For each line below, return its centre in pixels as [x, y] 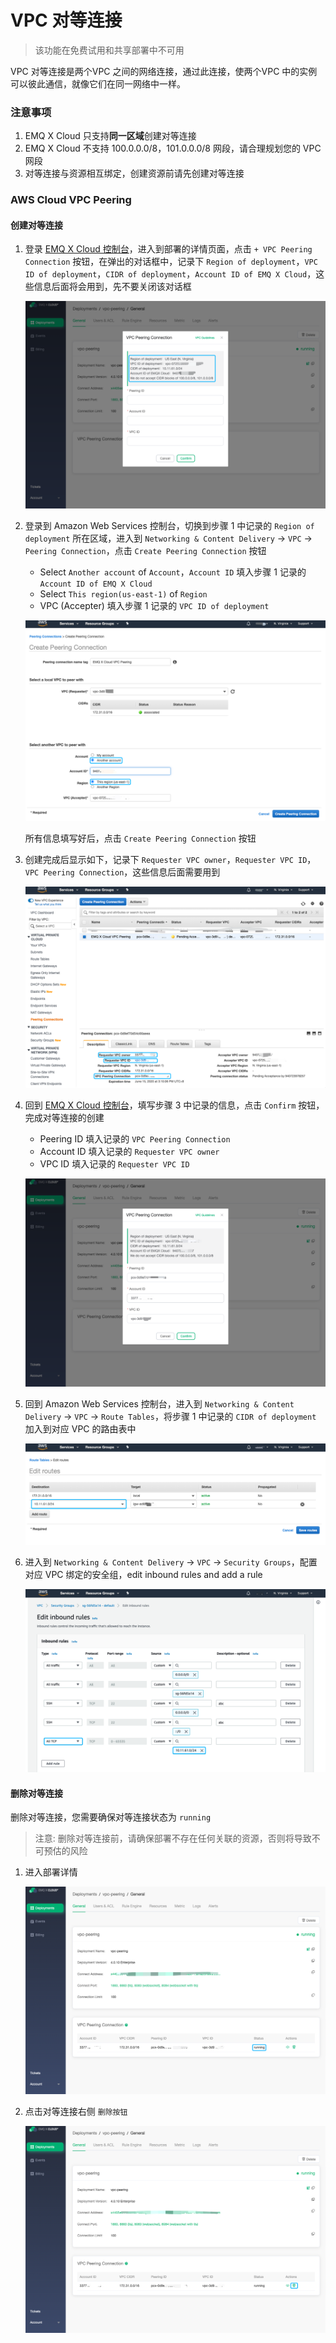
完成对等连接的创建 [64, 1117]
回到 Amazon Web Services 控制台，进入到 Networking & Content [159, 1403]
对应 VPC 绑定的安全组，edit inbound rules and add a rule [143, 1574]
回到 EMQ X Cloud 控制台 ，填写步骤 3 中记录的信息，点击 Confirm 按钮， [174, 1105]
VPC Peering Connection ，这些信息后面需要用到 [122, 872]
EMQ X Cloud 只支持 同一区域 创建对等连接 [110, 136]
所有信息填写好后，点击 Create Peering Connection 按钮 [140, 838]
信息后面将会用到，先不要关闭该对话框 [112, 287]
